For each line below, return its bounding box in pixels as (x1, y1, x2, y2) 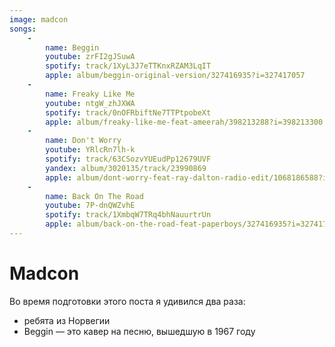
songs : (9, 24, 37, 34)
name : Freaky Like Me (45, 89, 136, 99)
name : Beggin (45, 42, 100, 53)
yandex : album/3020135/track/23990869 (45, 163, 207, 173)
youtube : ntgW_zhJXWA (45, 98, 136, 108)
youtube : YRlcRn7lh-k (45, 145, 136, 155)
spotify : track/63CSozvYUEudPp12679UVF (45, 154, 212, 164)
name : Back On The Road (45, 191, 144, 201)
